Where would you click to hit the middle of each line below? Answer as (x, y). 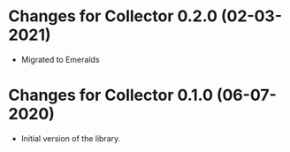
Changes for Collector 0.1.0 (111, 95)
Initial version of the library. (71, 138)
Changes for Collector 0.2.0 (113, 16)
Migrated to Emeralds (60, 59)
